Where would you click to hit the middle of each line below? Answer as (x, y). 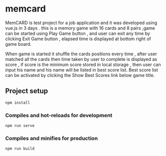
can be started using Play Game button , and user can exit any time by (78, 33)
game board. (18, 44)
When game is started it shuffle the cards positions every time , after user (81, 54)
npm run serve (20, 126)
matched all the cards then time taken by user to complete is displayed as (81, 59)
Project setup (27, 91)
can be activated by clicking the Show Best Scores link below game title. (80, 75)
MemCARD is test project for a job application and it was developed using (81, 23)
